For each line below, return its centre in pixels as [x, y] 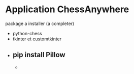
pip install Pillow [39, 55]
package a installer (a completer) [40, 23]
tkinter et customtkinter [37, 39]
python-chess [27, 33]
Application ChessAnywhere [67, 9]
